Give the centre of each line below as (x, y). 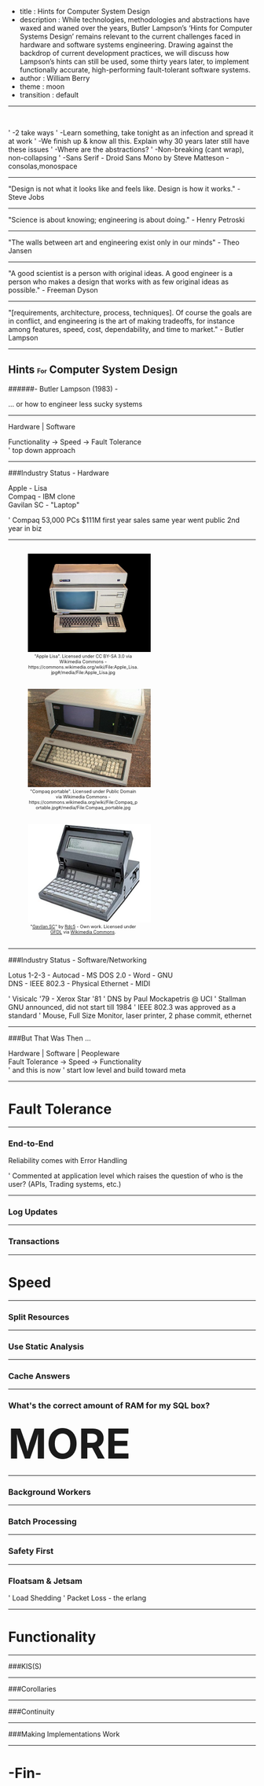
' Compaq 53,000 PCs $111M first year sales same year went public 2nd (124, 520)
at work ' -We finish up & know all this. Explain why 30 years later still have (129, 141)
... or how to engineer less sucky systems (75, 403)
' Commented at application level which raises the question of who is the (126, 1176)
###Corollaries (32, 1688)
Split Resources (39, 1316)
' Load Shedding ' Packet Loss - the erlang (77, 1598)
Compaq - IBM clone (42, 496)
